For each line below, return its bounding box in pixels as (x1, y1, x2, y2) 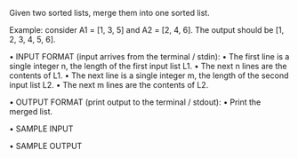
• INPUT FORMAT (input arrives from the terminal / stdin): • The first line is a (9, 51, 290, 61)
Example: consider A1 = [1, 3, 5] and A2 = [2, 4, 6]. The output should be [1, (9, 25, 285, 35)
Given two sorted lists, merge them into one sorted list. (9, 8, 211, 18)
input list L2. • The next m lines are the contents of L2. (9, 80, 209, 90)
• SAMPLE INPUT (9, 123, 74, 134)
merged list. (9, 107, 53, 116)
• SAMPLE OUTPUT (9, 141, 83, 151)
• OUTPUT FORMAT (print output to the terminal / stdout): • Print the (9, 97, 262, 107)
